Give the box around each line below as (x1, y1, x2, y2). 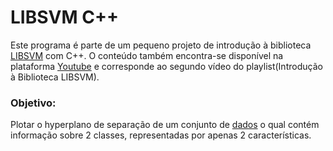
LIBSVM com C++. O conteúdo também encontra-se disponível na (10, 49, 284, 61)
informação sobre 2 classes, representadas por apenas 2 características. (10, 129, 312, 141)
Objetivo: (10, 96, 57, 110)
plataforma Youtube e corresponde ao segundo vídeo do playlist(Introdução (10, 60, 323, 72)
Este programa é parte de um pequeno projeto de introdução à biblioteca (10, 39, 312, 51)
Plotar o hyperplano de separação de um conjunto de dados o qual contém (10, 119, 320, 131)
